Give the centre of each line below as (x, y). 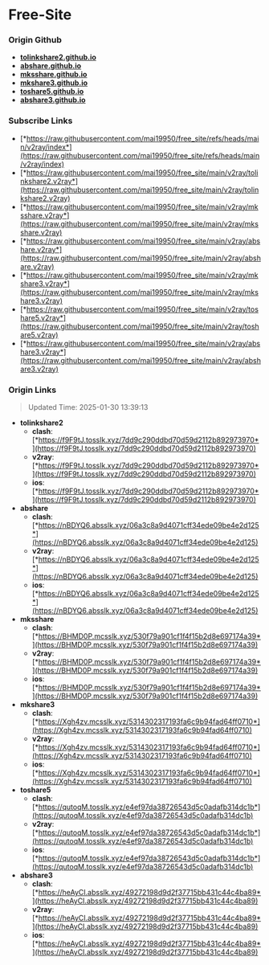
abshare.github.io (51, 66)
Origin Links (33, 390)
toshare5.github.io (52, 92)
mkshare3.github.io (54, 83)
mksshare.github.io (53, 75)
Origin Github (35, 40)
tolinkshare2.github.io (58, 57)
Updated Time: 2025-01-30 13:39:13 (88, 407)
